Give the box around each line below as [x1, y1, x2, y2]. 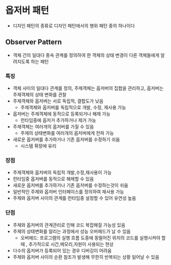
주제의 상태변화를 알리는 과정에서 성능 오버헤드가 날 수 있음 [12, 228, 131, 234]
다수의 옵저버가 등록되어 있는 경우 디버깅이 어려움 [12, 247, 112, 254]
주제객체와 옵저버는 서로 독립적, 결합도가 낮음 [12, 98, 104, 104]
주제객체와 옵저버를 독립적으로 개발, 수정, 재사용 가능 [20, 105, 126, 111]
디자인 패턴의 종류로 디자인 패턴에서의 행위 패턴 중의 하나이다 [12, 23, 135, 29]
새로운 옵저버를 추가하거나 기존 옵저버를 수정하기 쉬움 [12, 136, 120, 142]
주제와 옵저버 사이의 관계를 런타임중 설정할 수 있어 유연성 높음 [12, 195, 136, 201]
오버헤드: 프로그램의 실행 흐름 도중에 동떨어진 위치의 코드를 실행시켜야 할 [20, 234, 166, 241]
